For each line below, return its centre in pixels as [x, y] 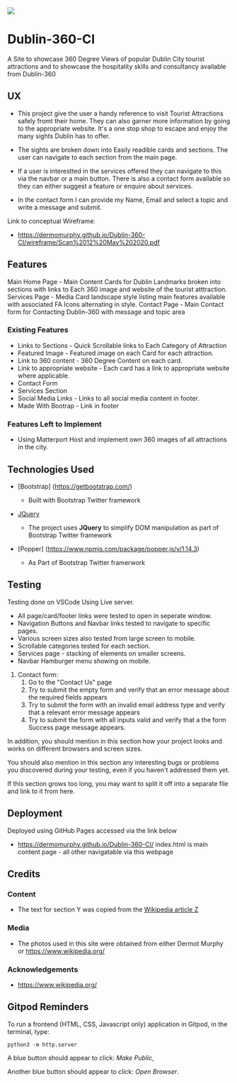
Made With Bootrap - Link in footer [68, 405]
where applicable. [44, 376]
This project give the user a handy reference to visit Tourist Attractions [121, 113]
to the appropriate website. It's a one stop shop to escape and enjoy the [122, 128]
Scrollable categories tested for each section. [84, 646]
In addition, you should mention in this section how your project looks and [115, 741]
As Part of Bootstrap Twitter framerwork [87, 562]
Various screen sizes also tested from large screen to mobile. [106, 638]
